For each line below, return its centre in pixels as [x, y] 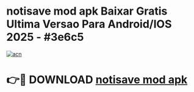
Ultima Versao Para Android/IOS [89, 24]
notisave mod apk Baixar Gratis [87, 11]
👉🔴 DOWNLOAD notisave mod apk [97, 80]
